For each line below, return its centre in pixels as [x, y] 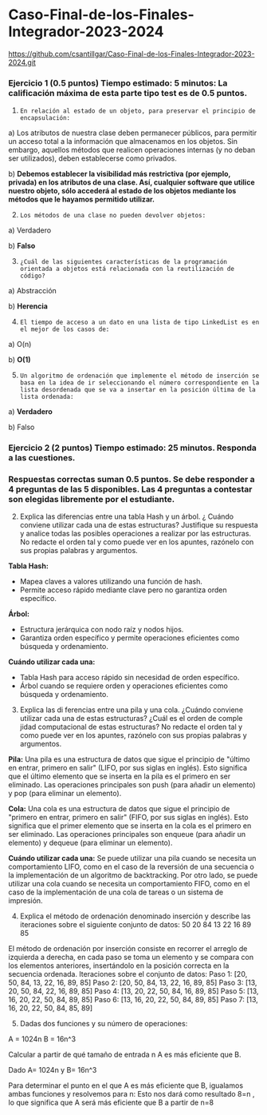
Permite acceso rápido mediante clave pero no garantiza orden [123, 590]
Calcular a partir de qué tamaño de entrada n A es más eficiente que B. [125, 1055]
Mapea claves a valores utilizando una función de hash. [111, 582]
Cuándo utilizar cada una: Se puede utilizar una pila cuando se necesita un [132, 858]
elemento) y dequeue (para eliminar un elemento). [90, 843]
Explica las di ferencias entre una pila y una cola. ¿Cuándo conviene [132, 710]
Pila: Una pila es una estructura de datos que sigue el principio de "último [129, 759]
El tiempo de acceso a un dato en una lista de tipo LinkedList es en [139, 323]
